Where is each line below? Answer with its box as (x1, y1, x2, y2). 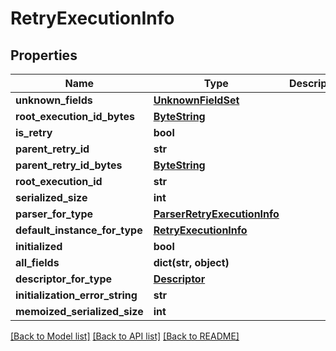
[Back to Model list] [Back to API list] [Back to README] (10, 330, 240, 342)
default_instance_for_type (15, 223, 143, 237)
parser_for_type (15, 207, 94, 221)
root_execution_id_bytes (15, 110, 135, 123)
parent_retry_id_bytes (15, 158, 123, 172)
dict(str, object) (153, 256, 230, 269)
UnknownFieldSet (153, 93, 240, 107)
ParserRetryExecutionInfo (153, 207, 280, 221)
